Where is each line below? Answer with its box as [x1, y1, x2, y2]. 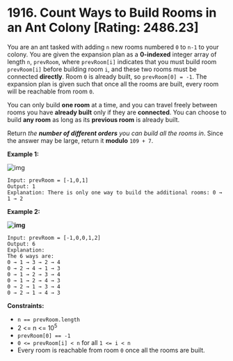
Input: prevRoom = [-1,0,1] [7, 176, 89, 184]
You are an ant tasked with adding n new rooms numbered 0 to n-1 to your [7, 43, 219, 51]
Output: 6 [7, 240, 36, 247]
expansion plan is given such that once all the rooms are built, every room [7, 79, 219, 88]
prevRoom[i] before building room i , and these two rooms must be [7, 65, 197, 73]
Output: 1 [7, 183, 36, 190]
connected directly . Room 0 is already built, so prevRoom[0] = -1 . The [7, 72, 207, 81]
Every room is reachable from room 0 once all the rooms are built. [17, 346, 205, 354]
